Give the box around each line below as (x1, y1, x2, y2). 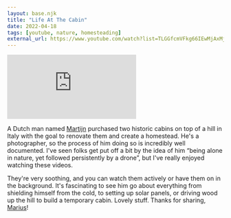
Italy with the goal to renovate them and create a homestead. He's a (7, 132, 199, 141)
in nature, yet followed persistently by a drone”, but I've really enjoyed (7, 154, 205, 162)
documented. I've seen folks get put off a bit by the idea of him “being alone (7, 147, 223, 155)
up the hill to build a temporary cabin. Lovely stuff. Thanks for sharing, (7, 196, 206, 204)
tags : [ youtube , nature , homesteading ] (7, 29, 122, 36)
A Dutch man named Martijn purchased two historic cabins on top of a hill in (7, 125, 222, 133)
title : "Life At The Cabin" (7, 16, 88, 23)
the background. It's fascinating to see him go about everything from (7, 182, 202, 190)
